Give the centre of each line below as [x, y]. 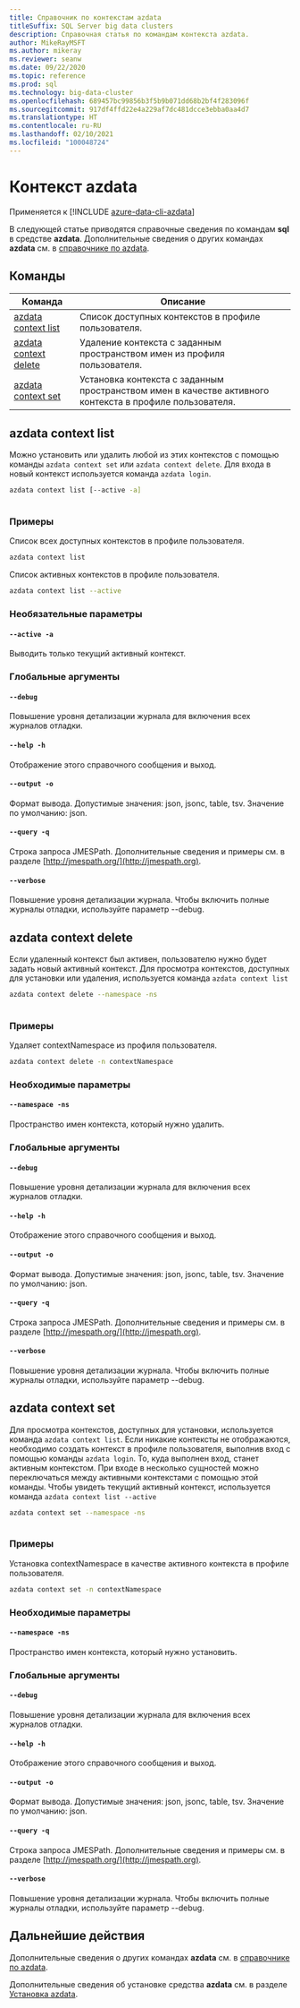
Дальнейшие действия [77, 1936]
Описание [183, 301]
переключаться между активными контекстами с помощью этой [134, 1477]
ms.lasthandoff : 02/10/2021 [62, 134]
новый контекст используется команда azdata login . [110, 474]
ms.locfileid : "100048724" [59, 142]
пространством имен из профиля [152, 353]
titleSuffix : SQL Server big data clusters [92, 26]
